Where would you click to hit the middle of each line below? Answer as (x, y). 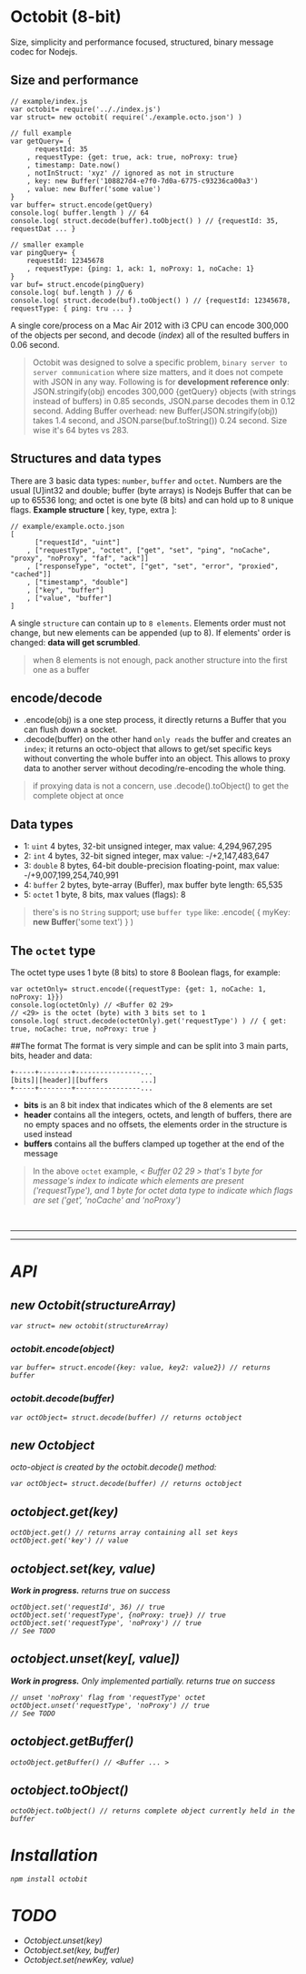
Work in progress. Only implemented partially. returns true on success (143, 1681)
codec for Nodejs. (44, 51)
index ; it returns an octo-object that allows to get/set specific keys (148, 749)
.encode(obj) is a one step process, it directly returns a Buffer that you (155, 720)
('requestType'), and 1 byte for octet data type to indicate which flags (163, 1191)
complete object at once (78, 796)
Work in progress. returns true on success (90, 1591)
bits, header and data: (51, 1055)
